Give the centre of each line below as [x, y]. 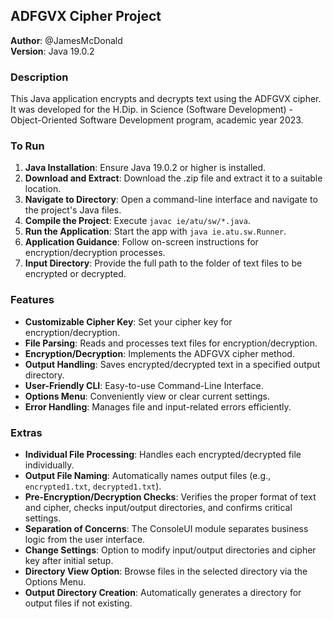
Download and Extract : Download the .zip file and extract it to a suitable [173, 178]
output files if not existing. [78, 603]
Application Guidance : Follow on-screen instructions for [141, 242]
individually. [49, 465]
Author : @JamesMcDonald [66, 40]
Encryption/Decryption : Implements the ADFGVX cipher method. [159, 353]
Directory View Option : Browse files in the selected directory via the [166, 571]
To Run [27, 146]
